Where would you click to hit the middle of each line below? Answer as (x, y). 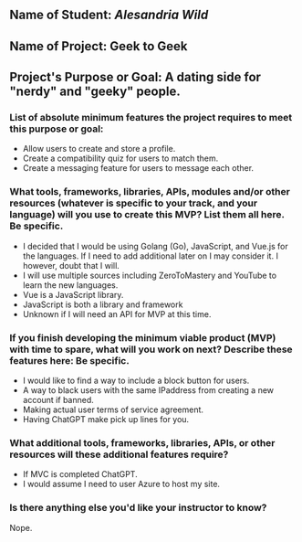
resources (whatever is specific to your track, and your (134, 203)
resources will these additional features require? (119, 454)
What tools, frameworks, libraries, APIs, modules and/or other (150, 192)
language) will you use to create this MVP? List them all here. (147, 215)
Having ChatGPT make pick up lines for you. (106, 420)
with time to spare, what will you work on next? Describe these (151, 349)
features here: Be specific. (69, 360)
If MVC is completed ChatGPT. (80, 474)
